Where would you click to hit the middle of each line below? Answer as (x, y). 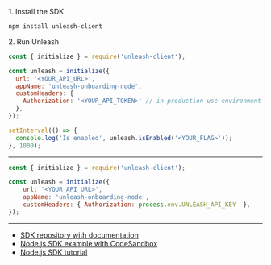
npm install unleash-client (56, 27)
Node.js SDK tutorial (54, 252)
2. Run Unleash (33, 41)
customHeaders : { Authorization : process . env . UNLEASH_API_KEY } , (137, 205)
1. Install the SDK (36, 12)
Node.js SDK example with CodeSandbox (89, 243)
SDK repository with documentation (79, 235)
